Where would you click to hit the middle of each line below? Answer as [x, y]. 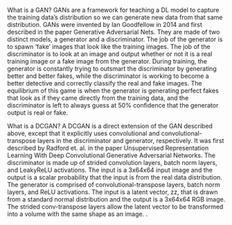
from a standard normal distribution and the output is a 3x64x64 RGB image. [116, 199]
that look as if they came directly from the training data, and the [98, 98]
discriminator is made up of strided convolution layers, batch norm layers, [113, 163]
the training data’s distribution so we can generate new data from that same [115, 17]
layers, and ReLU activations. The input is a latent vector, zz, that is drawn [113, 192]
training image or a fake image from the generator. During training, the [107, 61]
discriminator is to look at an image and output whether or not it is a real [110, 54]
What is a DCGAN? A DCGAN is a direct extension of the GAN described [110, 126]
